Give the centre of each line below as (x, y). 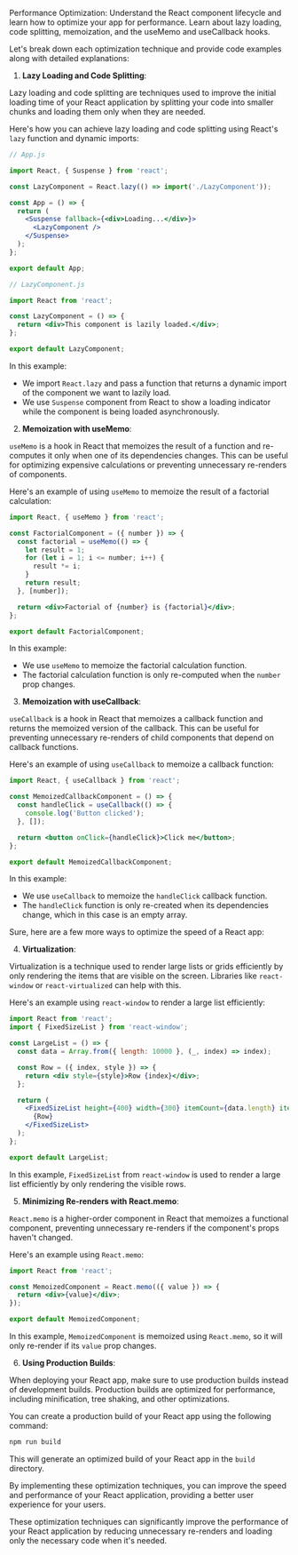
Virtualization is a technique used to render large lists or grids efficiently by (146, 967)
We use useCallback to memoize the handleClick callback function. (145, 896)
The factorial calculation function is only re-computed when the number (151, 675)
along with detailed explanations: (70, 58)
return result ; (53, 583)
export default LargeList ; (59, 1157)
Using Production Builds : (69, 1363)
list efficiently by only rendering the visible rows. (98, 1184)
